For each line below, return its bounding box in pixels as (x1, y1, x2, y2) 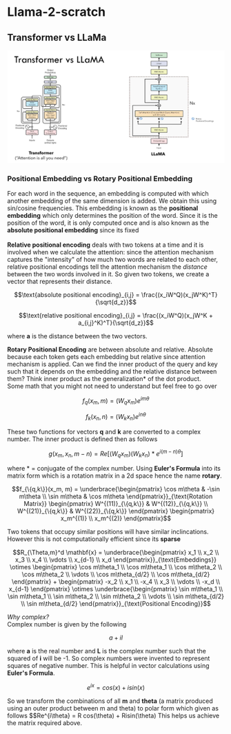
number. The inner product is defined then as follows (7, 435, 158, 443)
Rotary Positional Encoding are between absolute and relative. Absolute (7, 345, 214, 354)
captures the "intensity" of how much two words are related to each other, (7, 255, 219, 263)
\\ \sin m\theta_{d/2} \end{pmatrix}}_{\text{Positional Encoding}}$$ (20, 600, 212, 608)
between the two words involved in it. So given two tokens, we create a (7, 269, 210, 278)
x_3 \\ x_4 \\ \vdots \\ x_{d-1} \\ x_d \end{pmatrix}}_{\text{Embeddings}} (14, 555, 217, 564)
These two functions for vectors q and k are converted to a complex (7, 427, 201, 436)
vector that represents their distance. (7, 277, 112, 285)
